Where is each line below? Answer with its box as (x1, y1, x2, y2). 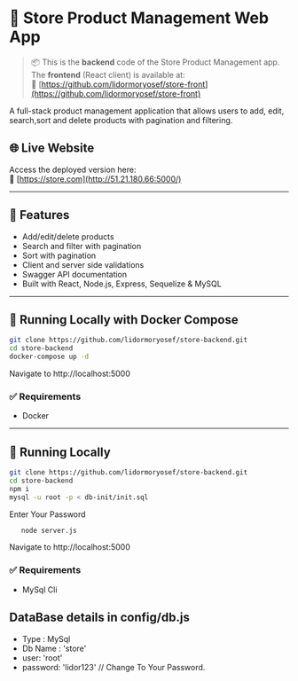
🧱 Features (9, 207, 70, 223)
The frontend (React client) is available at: (30, 69, 185, 80)
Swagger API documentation (21, 269, 128, 279)
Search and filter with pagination (21, 240, 142, 251)
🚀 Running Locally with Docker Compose (9, 312, 239, 327)
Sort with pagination (21, 250, 97, 261)
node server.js (20, 526, 77, 535)
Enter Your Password (9, 509, 86, 520)
